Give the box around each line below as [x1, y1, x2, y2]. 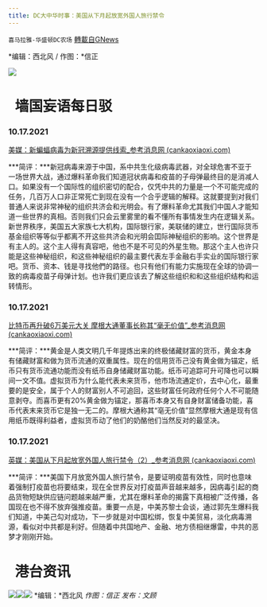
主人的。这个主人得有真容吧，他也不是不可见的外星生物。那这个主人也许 [14, 242, 252, 251]
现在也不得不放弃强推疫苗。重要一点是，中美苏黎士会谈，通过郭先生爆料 [14, 502, 252, 512]
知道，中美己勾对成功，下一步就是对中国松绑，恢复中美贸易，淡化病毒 [14, 512, 245, 521]
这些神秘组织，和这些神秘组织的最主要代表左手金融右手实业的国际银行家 [21, 251, 259, 261]
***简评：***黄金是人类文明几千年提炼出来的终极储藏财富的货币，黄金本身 [8, 346, 253, 356]
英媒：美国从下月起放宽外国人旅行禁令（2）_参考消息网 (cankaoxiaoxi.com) [8, 455, 256, 465]
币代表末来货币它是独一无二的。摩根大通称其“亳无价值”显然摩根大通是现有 [8, 406, 252, 415]
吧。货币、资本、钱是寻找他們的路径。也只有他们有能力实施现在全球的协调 [8, 262, 252, 271]
